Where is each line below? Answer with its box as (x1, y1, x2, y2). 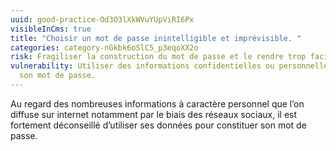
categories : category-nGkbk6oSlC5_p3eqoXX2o (10, 42, 199, 53)
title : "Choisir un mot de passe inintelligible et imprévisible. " (10, 33, 302, 43)
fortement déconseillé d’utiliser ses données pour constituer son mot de (10, 119, 307, 131)
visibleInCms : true (10, 24, 92, 34)
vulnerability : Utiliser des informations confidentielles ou (10, 61, 275, 71)
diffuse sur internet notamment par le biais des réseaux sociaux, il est (10, 108, 298, 120)
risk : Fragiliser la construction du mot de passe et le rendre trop (10, 52, 307, 62)
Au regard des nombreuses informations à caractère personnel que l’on (10, 97, 305, 110)
